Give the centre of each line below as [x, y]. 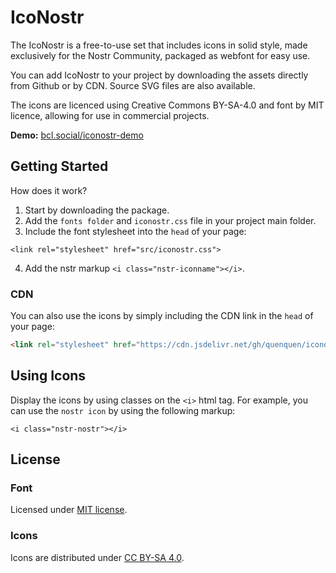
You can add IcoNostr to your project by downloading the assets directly [159, 75]
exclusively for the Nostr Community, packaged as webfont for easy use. [160, 55]
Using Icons [48, 376]
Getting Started [59, 166]
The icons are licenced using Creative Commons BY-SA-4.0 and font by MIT [167, 105]
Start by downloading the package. [97, 210]
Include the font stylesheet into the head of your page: [135, 231]
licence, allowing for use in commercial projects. [110, 115]
